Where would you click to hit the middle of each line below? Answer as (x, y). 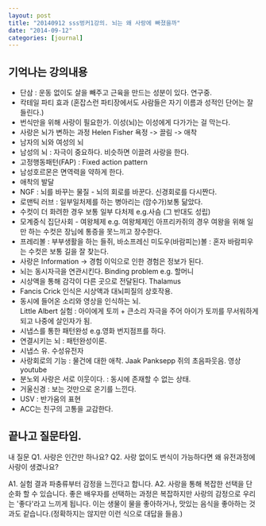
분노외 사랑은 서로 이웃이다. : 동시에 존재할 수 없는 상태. (105, 379)
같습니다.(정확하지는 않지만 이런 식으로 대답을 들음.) (103, 513)
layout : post (30, 15)
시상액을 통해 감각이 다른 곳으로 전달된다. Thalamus (100, 281)
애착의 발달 (37, 182)
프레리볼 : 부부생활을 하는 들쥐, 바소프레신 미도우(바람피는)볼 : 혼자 (123, 242)
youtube (33, 369)
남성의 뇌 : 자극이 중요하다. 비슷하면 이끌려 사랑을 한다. (104, 153)
